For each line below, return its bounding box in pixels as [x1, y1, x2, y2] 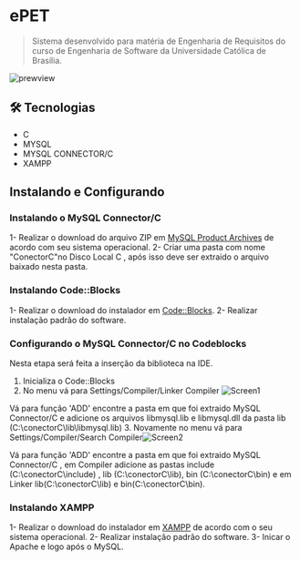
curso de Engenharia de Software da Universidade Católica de [31, 45, 266, 56]
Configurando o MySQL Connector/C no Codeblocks [9, 337, 247, 350]
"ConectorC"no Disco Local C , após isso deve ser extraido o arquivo [9, 251, 269, 262]
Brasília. [31, 55, 62, 66]
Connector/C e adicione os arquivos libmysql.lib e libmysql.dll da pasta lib [9, 413, 286, 423]
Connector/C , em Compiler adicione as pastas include [9, 459, 215, 470]
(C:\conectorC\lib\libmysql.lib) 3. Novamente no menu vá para [9, 423, 243, 433]
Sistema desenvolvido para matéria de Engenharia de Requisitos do [31, 36, 286, 46]
